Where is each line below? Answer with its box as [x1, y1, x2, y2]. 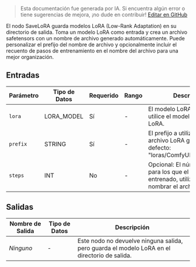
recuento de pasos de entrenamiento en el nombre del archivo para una [6, 47, 179, 54]
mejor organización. [6, 54, 54, 60]
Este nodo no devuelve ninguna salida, [77, 237, 183, 245]
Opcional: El [148, 160, 181, 168]
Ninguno [9, 244, 33, 252]
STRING [44, 140, 66, 148]
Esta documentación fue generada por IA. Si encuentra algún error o [20, 5, 185, 12]
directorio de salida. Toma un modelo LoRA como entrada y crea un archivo [6, 29, 188, 36]
